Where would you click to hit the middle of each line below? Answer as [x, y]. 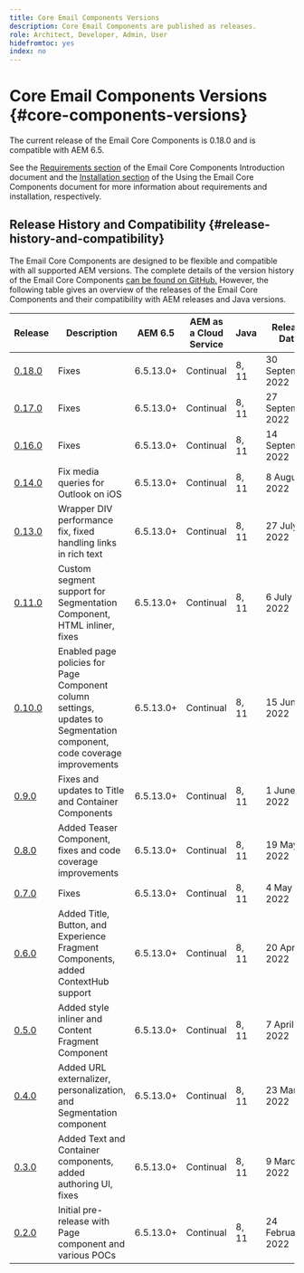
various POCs [86, 1255]
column [74, 696]
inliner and [80, 1019]
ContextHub [83, 981]
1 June [280, 790]
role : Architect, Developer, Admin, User [89, 34]
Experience [82, 936]
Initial [69, 1210]
